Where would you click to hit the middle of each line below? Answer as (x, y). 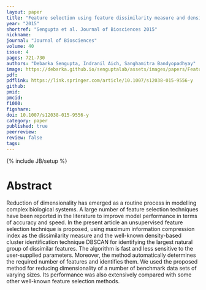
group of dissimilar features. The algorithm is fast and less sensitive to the (100, 248)
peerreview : (21, 132)
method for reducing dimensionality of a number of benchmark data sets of (102, 268)
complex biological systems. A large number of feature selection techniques (102, 209)
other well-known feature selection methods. (63, 281)
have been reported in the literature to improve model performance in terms (102, 216)
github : (16, 87)
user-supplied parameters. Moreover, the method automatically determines (101, 255)
